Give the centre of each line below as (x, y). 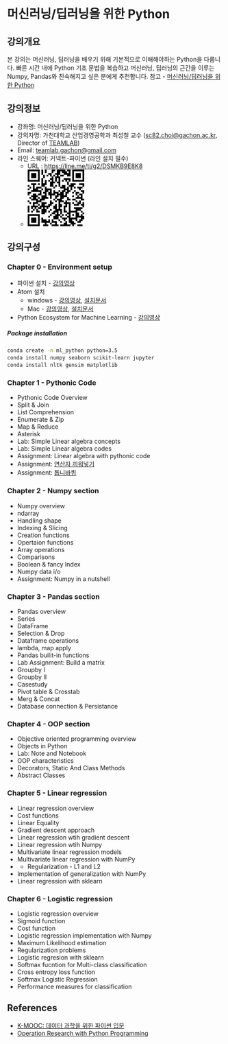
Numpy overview (41, 506)
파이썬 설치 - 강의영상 (46, 283)
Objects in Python (42, 746)
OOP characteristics (45, 761)
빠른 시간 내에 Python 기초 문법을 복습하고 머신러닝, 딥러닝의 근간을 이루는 (115, 68)
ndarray (28, 513)
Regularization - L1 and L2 (64, 866)
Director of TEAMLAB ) (48, 143)
